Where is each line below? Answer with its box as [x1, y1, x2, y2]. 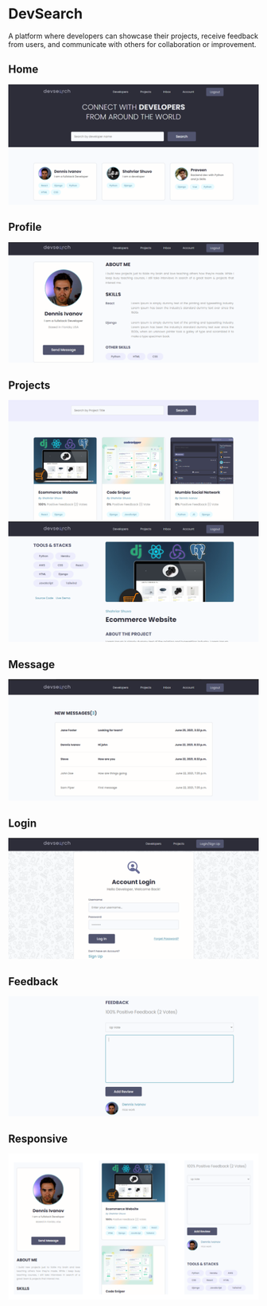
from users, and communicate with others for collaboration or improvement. [8, 39, 257, 49]
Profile [8, 221, 42, 234]
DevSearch [8, 5, 83, 23]
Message [8, 658, 56, 671]
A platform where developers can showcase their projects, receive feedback [8, 31, 258, 41]
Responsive [8, 1132, 68, 1145]
